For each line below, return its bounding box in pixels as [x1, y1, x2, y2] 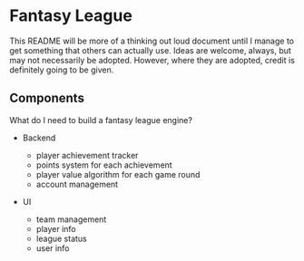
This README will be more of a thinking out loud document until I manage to [9, 35, 295, 46]
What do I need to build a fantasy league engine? [9, 114, 193, 125]
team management [35, 214, 107, 225]
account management [35, 179, 119, 189]
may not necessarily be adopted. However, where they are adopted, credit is [9, 54, 295, 65]
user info [35, 242, 70, 254]
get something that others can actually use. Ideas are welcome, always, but [9, 44, 292, 55]
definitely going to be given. [9, 64, 114, 75]
